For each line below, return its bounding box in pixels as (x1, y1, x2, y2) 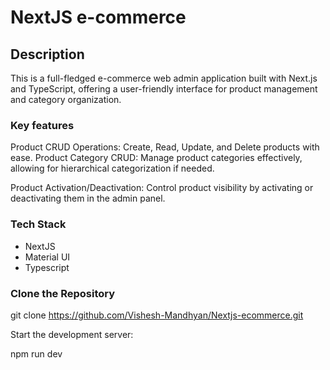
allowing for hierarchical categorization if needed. (10, 162, 215, 175)
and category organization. (10, 94, 122, 105)
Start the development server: (10, 328, 134, 340)
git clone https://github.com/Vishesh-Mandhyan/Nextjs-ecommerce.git (10, 309, 304, 321)
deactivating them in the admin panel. (10, 192, 166, 205)
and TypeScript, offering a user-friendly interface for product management (10, 83, 318, 95)
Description (10, 46, 85, 63)
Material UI (24, 251, 71, 263)
